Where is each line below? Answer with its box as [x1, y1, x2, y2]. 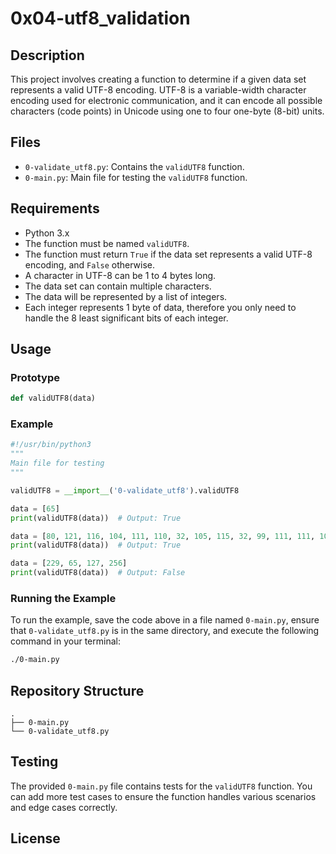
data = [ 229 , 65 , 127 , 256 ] [10, 558, 128, 569]
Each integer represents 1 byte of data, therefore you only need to [24, 301, 297, 313]
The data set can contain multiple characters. [24, 280, 212, 292]
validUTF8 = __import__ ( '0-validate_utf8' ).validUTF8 [10, 485, 240, 496]
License [10, 830, 61, 847]
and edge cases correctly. [10, 801, 118, 813]
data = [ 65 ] [10, 503, 60, 514]
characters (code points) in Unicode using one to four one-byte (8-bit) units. [10, 105, 325, 117]
